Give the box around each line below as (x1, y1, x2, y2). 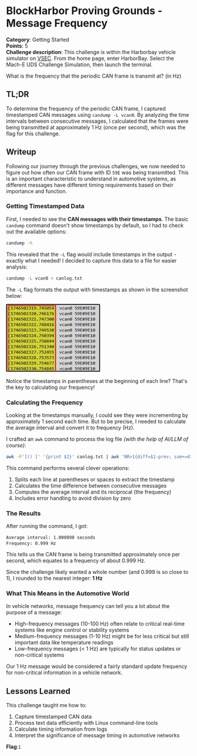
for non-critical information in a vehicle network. (6, 669, 123, 676)
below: (6, 292, 22, 299)
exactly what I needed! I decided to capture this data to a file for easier (6, 257, 177, 264)
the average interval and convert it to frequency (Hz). (6, 424, 135, 431)
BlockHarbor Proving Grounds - (6, 4, 163, 18)
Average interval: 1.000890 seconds (6, 535, 96, 541)
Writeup (6, 147, 36, 157)
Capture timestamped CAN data (14, 713, 92, 720)
